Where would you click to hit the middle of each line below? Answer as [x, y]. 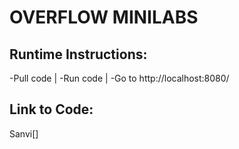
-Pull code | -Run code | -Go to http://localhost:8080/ [119, 78]
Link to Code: [51, 109]
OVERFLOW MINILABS [104, 17]
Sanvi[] [24, 133]
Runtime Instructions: [78, 54]
